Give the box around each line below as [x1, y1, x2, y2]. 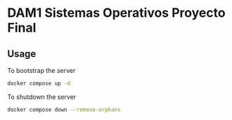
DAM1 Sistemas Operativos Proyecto [7, 5, 226, 21]
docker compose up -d [7, 80, 71, 87]
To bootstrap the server [7, 67, 76, 74]
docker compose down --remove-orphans [7, 106, 121, 113]
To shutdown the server [7, 93, 77, 101]
